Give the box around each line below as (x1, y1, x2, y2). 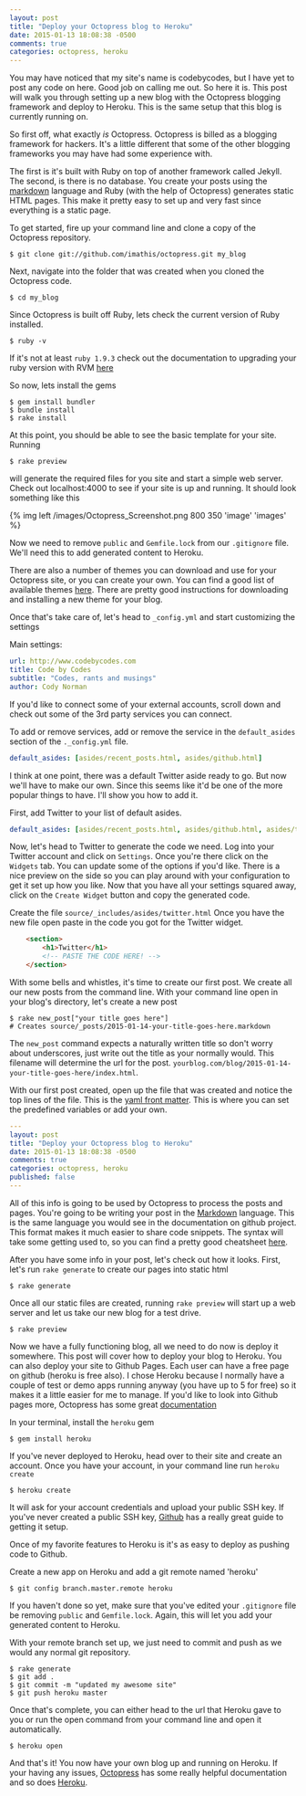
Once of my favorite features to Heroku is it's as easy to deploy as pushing (9, 1539, 290, 1549)
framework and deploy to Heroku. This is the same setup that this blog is (9, 101, 282, 112)
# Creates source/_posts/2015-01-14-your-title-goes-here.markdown (9, 1022, 271, 1031)
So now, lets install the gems (9, 380, 117, 391)
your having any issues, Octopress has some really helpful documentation (9, 1767, 287, 1778)
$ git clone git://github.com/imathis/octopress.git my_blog (9, 250, 247, 259)
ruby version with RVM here (9, 362, 114, 373)
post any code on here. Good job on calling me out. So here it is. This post (9, 82, 288, 93)
